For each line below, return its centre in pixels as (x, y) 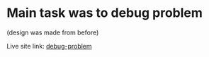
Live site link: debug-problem (50, 46)
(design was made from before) (53, 32)
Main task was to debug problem (105, 13)
